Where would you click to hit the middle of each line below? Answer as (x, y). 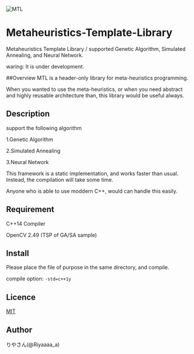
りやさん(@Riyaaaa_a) (33, 345)
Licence (21, 297)
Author (19, 330)
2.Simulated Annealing (33, 151)
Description (28, 114)
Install (18, 253)
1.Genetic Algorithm (30, 139)
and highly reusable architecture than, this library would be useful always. (95, 95)
